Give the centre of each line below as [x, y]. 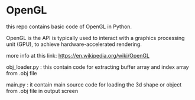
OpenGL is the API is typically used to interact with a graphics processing [95, 38]
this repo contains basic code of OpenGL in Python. [69, 26]
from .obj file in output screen [42, 91]
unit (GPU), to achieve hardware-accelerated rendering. [74, 44]
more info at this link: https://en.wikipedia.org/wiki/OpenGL [78, 55]
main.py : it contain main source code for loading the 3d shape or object [94, 84]
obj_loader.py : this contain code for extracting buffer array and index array [97, 67]
